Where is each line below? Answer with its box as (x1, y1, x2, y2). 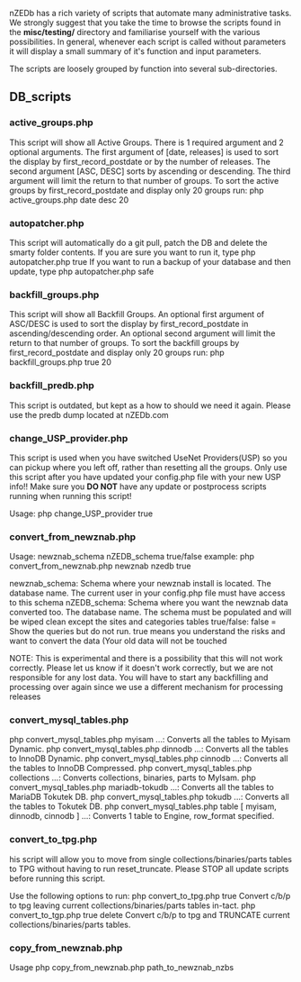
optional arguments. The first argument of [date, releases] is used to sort (9, 146, 279, 157)
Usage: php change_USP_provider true (9, 508, 154, 519)
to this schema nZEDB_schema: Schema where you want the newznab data (9, 597, 289, 608)
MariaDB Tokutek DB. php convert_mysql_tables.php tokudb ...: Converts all (9, 792, 290, 803)
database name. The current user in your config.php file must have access (9, 587, 286, 598)
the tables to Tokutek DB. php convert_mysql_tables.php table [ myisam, (9, 801, 277, 812)
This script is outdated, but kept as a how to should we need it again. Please (9, 400, 291, 411)
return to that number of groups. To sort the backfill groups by (9, 338, 240, 349)
